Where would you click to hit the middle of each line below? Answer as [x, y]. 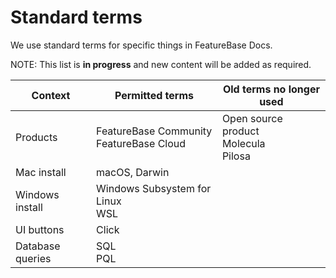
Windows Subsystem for [154, 188]
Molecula [243, 143]
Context [51, 95]
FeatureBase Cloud [141, 143]
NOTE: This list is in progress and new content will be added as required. [161, 64]
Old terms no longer [271, 89]
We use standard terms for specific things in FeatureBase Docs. [141, 45]
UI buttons [40, 229]
